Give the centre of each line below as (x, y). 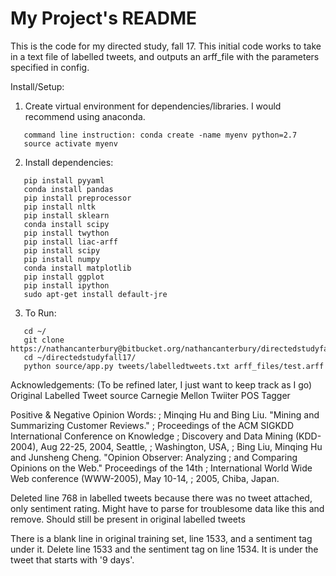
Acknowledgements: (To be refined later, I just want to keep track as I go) (161, 384)
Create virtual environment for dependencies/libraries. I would (153, 106)
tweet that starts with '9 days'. (72, 559)
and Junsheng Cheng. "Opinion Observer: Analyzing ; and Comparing (154, 457)
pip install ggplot (64, 277)
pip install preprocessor (77, 198)
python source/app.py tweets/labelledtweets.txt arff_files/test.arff (174, 366)
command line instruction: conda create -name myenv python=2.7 (160, 135)
